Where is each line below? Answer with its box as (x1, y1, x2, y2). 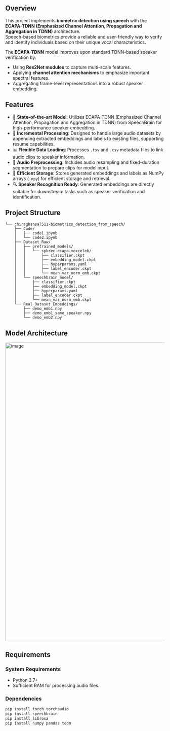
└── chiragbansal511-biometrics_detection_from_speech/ (5, 222, 125, 227)
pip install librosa (5, 716, 49, 721)
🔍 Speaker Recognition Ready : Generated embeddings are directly (12, 181, 154, 187)
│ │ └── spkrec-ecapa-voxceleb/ (14, 249, 92, 254)
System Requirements (5, 666, 61, 673)
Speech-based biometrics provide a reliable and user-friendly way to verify (5, 33, 162, 40)
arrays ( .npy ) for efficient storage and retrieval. (12, 175, 111, 182)
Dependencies (5, 695, 42, 702)
